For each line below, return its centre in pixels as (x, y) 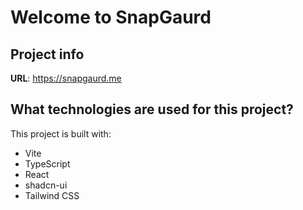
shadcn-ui (46, 185)
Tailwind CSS (52, 195)
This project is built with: (61, 133)
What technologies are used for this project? (152, 109)
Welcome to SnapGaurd (111, 17)
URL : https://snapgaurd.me (66, 78)
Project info (47, 54)
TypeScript (47, 163)
